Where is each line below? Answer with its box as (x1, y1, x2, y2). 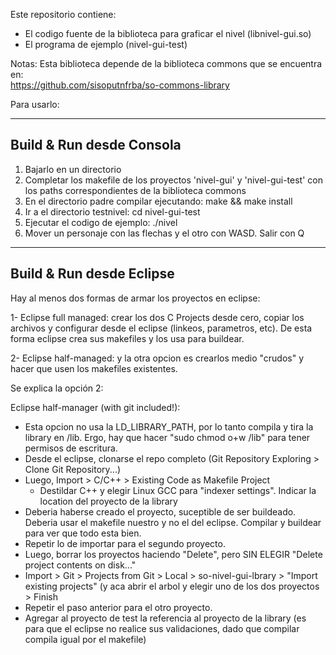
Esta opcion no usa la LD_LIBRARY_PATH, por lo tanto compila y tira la (24, 420, 314, 433)
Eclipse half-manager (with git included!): (10, 401, 181, 413)
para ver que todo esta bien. (24, 527, 142, 539)
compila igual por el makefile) (24, 633, 147, 645)
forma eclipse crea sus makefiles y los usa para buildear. (10, 332, 245, 344)
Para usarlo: (10, 99, 60, 110)
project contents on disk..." (24, 559, 137, 571)
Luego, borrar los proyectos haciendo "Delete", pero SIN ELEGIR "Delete (24, 548, 323, 560)
